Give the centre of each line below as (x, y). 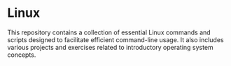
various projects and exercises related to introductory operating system (110, 47)
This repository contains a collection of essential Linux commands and (109, 32)
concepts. (22, 55)
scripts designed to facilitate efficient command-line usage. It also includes (115, 39)
